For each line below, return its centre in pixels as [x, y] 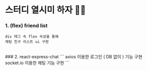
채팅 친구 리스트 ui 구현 [27, 42]
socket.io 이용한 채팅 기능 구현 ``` [37, 63]
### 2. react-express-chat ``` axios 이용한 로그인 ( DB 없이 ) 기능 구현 [74, 57]
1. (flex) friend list [26, 26]
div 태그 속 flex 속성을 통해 [32, 37]
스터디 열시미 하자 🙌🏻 [45, 10]
